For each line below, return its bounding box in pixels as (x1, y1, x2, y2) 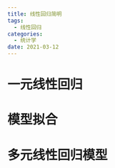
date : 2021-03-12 (7, 43, 59, 51)
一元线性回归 (7, 76, 84, 93)
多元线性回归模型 (7, 147, 109, 163)
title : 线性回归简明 (7, 10, 62, 18)
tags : (7, 17, 24, 24)
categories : (7, 30, 43, 38)
